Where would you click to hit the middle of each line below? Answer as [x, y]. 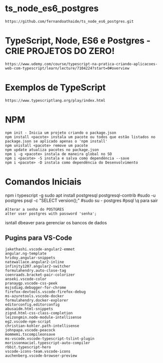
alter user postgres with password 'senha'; [51, 214]
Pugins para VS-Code [38, 238]
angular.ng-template [26, 254]
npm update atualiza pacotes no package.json [52, 150]
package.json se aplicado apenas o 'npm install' [56, 141]
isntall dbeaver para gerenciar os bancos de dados [56, 222]
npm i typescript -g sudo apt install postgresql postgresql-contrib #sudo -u [80, 195]
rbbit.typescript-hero [28, 347]
